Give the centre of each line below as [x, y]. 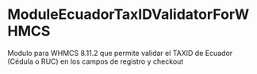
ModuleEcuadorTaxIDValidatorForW [128, 15]
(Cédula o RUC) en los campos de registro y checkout [96, 61]
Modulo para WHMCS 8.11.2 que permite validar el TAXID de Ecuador [120, 53]
